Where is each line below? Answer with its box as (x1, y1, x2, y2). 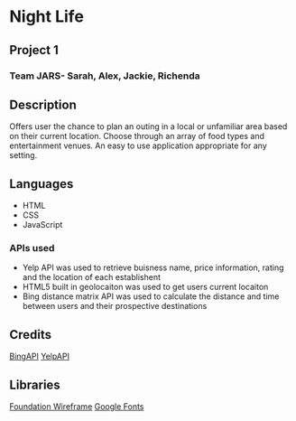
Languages (9, 176, 74, 192)
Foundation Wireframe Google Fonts (9, 401, 144, 412)
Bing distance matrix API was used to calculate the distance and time (22, 291, 280, 302)
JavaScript (22, 220, 63, 230)
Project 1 (9, 42, 59, 58)
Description (9, 97, 77, 112)
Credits (9, 327, 52, 342)
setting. (9, 150, 38, 161)
